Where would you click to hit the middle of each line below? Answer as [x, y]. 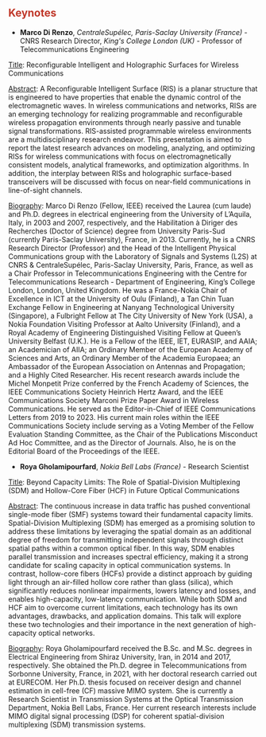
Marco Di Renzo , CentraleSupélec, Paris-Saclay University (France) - [133, 32]
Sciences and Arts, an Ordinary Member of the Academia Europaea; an [124, 358]
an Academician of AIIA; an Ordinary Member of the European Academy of [130, 349]
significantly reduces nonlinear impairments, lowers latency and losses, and [132, 590]
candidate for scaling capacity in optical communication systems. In [120, 565]
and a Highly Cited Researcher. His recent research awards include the [124, 374]
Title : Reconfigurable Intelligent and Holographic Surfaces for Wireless [124, 65]
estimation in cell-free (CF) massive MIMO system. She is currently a [121, 690]
